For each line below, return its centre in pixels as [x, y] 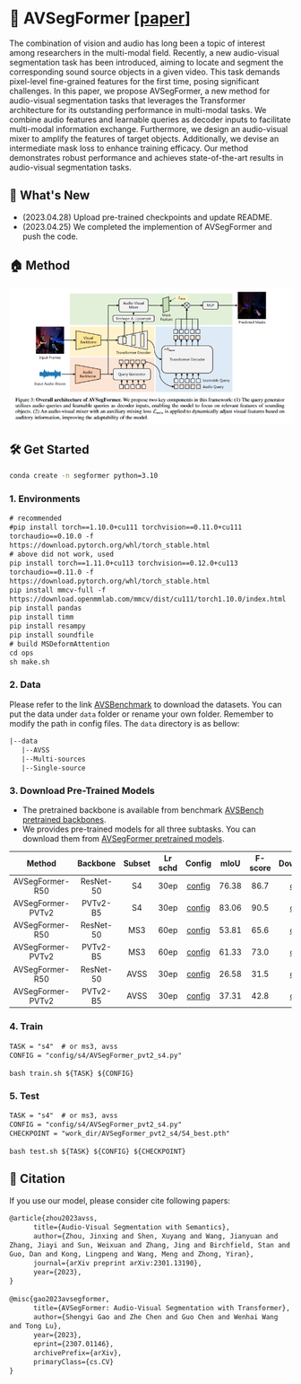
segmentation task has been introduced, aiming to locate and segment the [146, 62]
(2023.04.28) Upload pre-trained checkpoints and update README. [147, 217]
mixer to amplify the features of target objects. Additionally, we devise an [144, 138]
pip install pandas [46, 608]
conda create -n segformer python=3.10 [84, 476]
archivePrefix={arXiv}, [77, 1353]
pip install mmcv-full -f [57, 591]
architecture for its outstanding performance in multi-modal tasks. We [138, 110]
